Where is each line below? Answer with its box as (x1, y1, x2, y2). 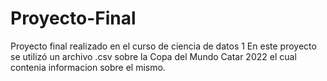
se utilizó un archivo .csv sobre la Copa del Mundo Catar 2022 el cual (10, 50, 297, 62)
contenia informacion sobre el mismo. (10, 61, 166, 73)
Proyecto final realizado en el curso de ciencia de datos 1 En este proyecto (10, 40, 317, 52)
